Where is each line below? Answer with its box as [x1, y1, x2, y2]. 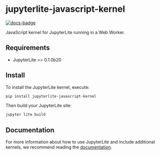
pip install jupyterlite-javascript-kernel [5, 94, 97, 99]
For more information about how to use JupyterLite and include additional [5, 139, 155, 145]
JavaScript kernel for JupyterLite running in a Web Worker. [5, 29, 125, 35]
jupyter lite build [5, 112, 46, 117]
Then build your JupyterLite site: [5, 103, 72, 109]
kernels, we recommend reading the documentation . [5, 144, 113, 150]
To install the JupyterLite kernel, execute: [5, 84, 90, 90]
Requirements [5, 43, 50, 52]
